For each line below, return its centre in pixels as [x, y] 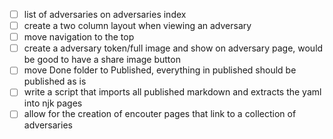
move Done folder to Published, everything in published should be [160, 70]
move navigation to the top [79, 37]
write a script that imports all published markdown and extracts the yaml [172, 92]
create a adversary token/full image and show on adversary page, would [173, 48]
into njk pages [53, 103]
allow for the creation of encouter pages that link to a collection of [160, 114]
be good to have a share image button [102, 60]
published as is [55, 81]
